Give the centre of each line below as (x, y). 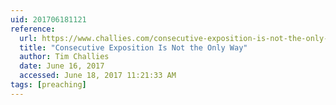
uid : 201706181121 (48, 19)
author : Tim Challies (64, 57)
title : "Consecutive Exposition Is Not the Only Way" (133, 47)
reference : (33, 29)
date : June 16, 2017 (62, 66)
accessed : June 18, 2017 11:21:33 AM (98, 76)
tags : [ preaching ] (48, 85)
